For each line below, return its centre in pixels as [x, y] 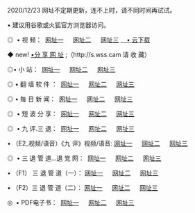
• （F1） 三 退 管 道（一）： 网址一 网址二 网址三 [83, 173]
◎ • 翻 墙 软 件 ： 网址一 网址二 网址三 [71, 84]
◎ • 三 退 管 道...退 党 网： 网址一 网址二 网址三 [84, 158]
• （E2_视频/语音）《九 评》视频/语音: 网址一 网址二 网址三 [97, 143]
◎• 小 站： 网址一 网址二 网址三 [61, 69]
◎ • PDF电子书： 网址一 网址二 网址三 [71, 203]
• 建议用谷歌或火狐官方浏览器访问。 [58, 25]
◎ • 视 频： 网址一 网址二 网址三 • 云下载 [79, 40]
